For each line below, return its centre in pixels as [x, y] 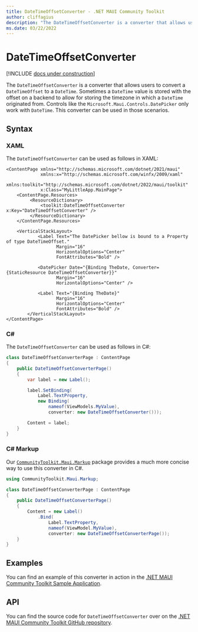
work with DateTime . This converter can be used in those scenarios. [88, 110]
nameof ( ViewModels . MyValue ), [84, 407]
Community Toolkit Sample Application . [54, 584]
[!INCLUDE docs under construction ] [51, 74]
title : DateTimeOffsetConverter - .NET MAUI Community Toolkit [85, 12]
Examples [24, 563]
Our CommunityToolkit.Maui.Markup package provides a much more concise [98, 462]
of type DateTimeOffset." [38, 242]
